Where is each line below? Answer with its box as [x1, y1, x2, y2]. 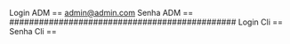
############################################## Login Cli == [9, 17, 283, 27]
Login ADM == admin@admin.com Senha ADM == [9, 8, 194, 18]
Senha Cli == [9, 26, 57, 36]
